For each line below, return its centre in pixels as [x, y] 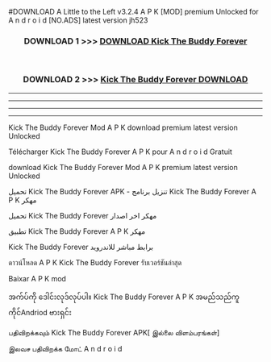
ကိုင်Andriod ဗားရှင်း [40, 312]
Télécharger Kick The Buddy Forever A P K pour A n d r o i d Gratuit [120, 152]
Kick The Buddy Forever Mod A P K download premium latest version [123, 127]
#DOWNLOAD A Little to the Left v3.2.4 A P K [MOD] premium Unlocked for [134, 12]
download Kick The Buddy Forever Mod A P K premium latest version [123, 167]
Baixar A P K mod [38, 278]
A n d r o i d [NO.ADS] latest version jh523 [78, 20]
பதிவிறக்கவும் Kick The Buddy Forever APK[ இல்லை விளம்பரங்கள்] [114, 332]
